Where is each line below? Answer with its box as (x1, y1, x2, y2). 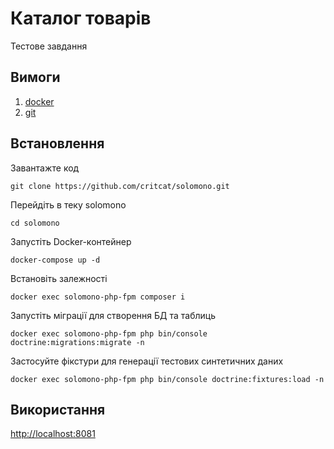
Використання (10, 401, 106, 418)
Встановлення (10, 135, 105, 152)
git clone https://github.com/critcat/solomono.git (10, 181, 230, 191)
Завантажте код (10, 162, 80, 174)
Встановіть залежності (10, 272, 108, 284)
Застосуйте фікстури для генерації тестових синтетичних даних (10, 355, 284, 367)
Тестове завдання (10, 40, 88, 52)
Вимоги (10, 69, 61, 86)
